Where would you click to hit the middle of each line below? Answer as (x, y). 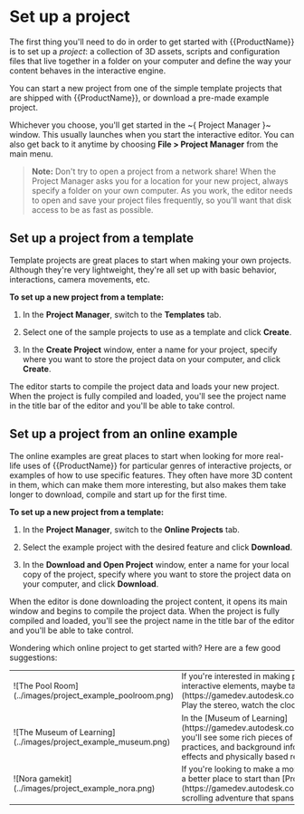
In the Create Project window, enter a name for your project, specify (150, 350)
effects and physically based (235, 756)
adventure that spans (254, 798)
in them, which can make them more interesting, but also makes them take (148, 484)
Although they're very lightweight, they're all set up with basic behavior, (143, 270)
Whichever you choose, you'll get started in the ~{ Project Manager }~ (140, 125)
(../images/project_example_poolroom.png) (94, 695)
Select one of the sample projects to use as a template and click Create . (157, 331)
